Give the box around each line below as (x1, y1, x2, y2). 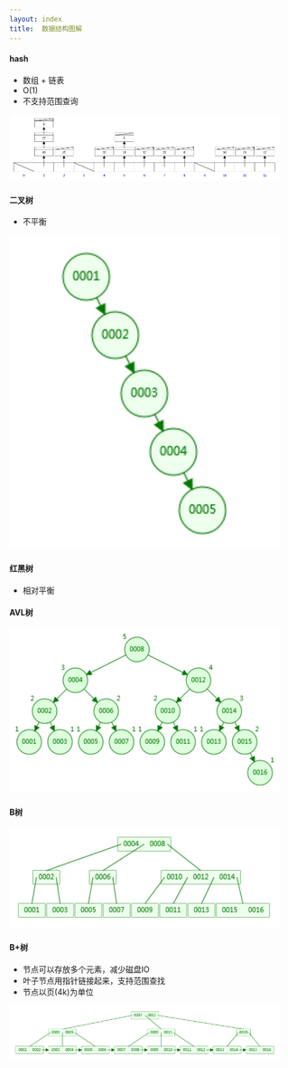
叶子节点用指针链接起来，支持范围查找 (22, 975, 165, 986)
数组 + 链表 (22, 74, 65, 85)
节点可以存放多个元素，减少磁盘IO (22, 964, 151, 975)
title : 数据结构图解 (9, 24, 83, 33)
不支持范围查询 (22, 95, 79, 106)
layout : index (9, 14, 63, 24)
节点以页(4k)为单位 (22, 987, 94, 997)
